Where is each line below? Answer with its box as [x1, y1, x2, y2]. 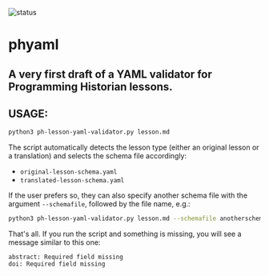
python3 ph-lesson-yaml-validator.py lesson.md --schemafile [8, 214, 217, 223]
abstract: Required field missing [8, 253, 124, 262]
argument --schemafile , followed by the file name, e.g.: [8, 199, 191, 209]
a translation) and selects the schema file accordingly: [8, 151, 187, 161]
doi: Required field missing [8, 260, 106, 268]
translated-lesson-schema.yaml [19, 177, 125, 185]
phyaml [8, 36, 59, 54]
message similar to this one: [8, 238, 101, 247]
